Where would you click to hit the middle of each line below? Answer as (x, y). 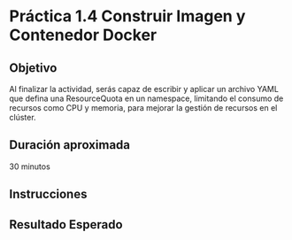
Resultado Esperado (66, 225)
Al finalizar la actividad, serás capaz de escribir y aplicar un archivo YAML (144, 89)
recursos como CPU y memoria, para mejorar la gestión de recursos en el (143, 108)
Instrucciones (48, 194)
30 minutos (30, 166)
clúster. (23, 117)
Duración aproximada (70, 145)
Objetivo (33, 68)
